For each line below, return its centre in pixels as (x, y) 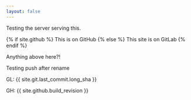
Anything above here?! (33, 56)
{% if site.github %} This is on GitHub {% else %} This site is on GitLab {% (96, 39)
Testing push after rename (38, 68)
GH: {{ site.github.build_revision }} (47, 90)
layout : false (23, 11)
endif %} (17, 45)
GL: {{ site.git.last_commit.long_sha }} (52, 79)
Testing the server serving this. (43, 28)
